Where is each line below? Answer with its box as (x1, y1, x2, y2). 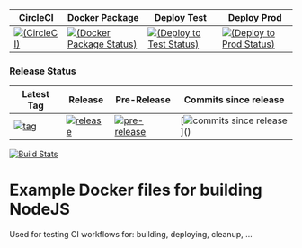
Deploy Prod (227, 12, 282, 23)
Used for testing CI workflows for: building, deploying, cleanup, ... (9, 229, 253, 240)
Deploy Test (154, 12, 207, 23)
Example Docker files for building (9, 180, 262, 200)
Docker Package (67, 12, 139, 23)
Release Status (9, 65, 76, 77)
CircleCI (18, 12, 54, 23)
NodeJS (9, 199, 70, 219)
